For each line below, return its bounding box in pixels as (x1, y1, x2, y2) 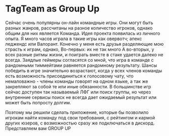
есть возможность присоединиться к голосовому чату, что (5, 73, 134, 79)
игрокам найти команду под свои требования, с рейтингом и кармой (5, 114, 155, 120)
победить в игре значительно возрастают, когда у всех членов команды (5, 67, 162, 73)
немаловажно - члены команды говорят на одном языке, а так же (5, 78, 148, 84)
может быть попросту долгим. (5, 99, 72, 105)
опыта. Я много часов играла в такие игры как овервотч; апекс (5, 36, 142, 42)
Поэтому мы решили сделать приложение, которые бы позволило (5, 109, 149, 115)
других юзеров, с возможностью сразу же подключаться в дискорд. (5, 120, 155, 126)
